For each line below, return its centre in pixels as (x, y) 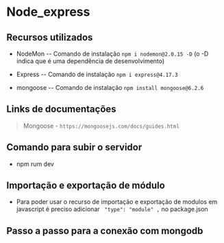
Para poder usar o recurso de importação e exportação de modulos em (117, 202)
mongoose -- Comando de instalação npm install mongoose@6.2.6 (110, 88)
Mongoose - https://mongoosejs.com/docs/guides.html (101, 126)
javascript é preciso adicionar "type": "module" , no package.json (112, 209)
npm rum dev (35, 164)
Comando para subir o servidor (74, 147)
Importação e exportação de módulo (86, 186)
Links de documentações (62, 109)
